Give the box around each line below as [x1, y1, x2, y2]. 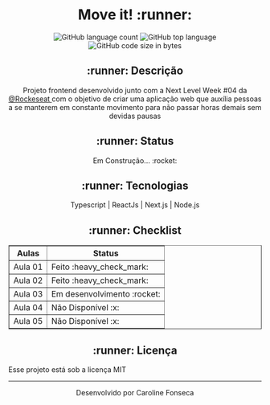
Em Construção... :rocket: [92, 155, 178, 166]
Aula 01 [13, 261, 43, 272]
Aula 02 [13, 275, 43, 286]
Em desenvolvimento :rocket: [51, 288, 161, 300]
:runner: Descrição [87, 64, 183, 78]
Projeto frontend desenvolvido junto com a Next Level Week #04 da [22, 85, 247, 95]
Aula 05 [13, 316, 43, 327]
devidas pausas [108, 111, 162, 121]
